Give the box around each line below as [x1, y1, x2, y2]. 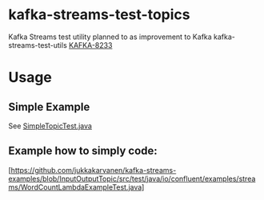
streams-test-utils [8, 40, 68, 49]
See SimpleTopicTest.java [8, 121, 92, 131]
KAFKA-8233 [68, 40, 113, 49]
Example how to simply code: [8, 144, 158, 158]
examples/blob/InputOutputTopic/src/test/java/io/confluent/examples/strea [8, 174, 256, 183]
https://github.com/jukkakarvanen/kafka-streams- [10, 165, 177, 175]
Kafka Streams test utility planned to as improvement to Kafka [8, 32, 212, 41]
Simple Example [8, 100, 90, 113]
